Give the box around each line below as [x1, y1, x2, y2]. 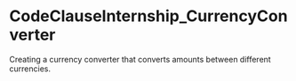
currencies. [9, 63, 52, 74]
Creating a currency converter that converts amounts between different [9, 54, 271, 64]
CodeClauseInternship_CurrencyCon [9, 6, 288, 26]
